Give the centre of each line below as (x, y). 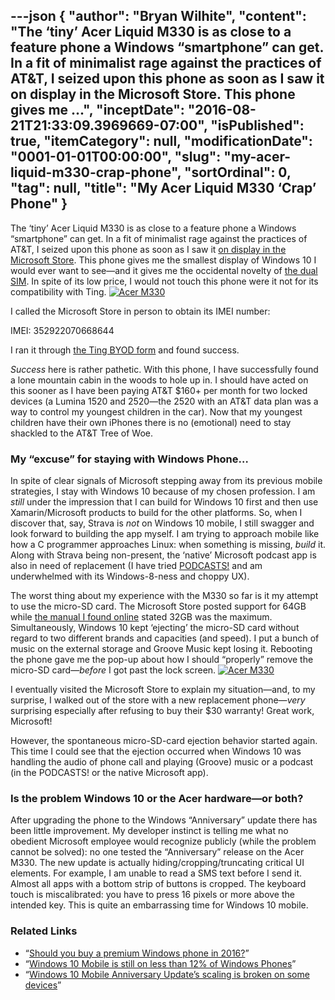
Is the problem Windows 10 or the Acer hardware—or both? (157, 799)
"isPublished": (257, 125)
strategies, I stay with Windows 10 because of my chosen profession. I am (163, 491)
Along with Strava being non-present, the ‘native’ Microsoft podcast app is (163, 555)
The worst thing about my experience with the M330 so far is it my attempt (164, 596)
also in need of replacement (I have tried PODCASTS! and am (136, 566)
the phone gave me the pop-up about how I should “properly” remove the (162, 660)
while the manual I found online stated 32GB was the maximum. (141, 617)
